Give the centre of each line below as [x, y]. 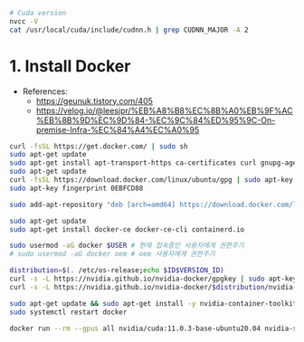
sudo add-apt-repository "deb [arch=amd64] [93, 204]
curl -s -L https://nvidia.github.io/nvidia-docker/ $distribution [137, 287]
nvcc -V [24, 21]
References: [45, 91]
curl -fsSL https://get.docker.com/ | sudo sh [99, 146]
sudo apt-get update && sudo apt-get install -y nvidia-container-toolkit [153, 303]
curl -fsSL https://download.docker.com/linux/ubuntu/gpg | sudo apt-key [152, 180]
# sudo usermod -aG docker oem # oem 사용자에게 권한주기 [112, 254]
